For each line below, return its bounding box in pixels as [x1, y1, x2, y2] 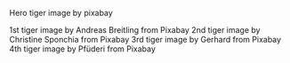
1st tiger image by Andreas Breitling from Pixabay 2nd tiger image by [9, 25, 261, 35]
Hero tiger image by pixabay [9, 8, 113, 18]
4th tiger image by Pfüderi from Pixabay [9, 43, 156, 54]
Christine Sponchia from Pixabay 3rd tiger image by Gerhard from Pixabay [9, 35, 282, 44]
